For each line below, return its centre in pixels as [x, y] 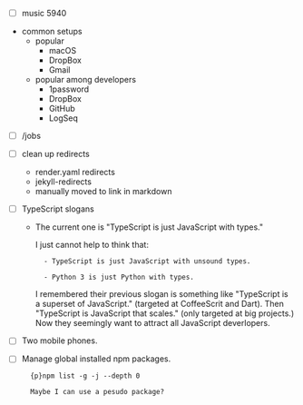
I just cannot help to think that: [92, 245]
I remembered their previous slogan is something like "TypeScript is [161, 294]
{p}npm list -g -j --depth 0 [85, 376]
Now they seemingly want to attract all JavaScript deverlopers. [152, 323]
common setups [52, 32]
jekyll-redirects [64, 182]
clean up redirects [55, 154]
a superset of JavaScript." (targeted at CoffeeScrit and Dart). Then [160, 304]
